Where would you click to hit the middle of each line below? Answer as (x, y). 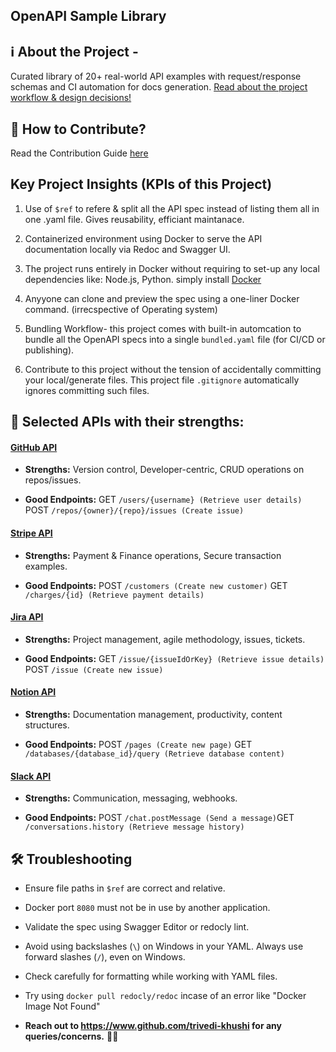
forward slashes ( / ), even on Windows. (105, 957)
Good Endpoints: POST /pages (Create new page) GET (138, 745)
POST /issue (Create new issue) (94, 669)
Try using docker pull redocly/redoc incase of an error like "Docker (165, 996)
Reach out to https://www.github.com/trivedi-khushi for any (153, 1026)
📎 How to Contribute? (78, 129)
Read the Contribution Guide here (79, 153)
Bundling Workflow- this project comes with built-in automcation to (163, 328)
